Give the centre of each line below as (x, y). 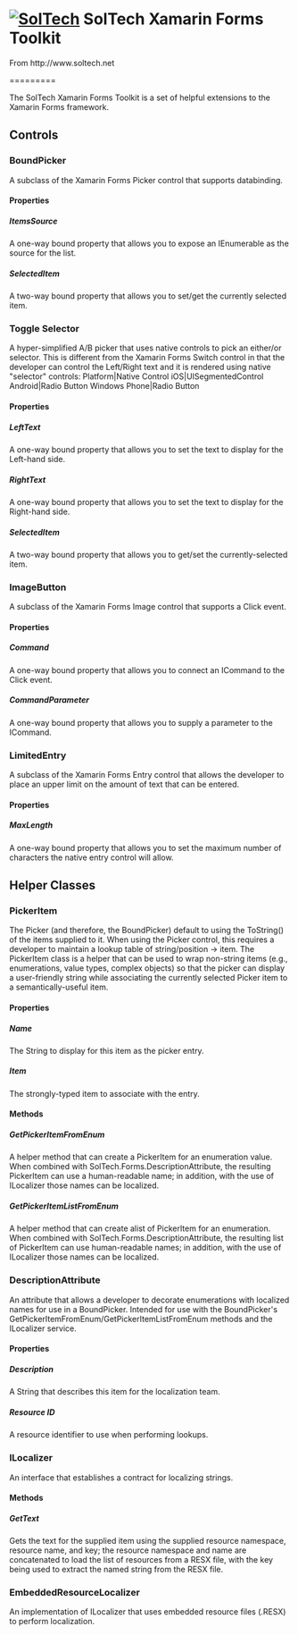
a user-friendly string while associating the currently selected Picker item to (149, 978)
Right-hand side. (40, 511)
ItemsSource (33, 221)
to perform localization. (52, 1622)
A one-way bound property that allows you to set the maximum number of (145, 847)
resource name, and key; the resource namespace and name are (128, 1550)
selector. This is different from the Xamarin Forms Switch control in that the (147, 358)
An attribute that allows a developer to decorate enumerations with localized (149, 1300)
